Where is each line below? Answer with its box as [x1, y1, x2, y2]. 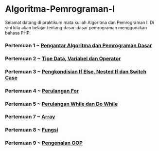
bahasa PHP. [5, 30, 31, 36]
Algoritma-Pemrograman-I [5, 3, 115, 15]
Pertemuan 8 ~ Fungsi [5, 127, 58, 133]
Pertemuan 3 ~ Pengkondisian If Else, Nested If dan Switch [5, 68, 147, 75]
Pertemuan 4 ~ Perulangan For [5, 87, 79, 94]
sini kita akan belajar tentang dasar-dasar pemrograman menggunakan [5, 24, 147, 30]
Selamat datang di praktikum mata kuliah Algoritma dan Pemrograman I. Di [5, 19, 154, 25]
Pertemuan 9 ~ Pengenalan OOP [5, 140, 83, 147]
